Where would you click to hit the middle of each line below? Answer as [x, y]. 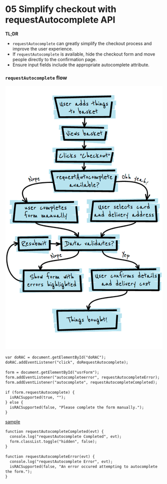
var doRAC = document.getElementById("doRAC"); [56, 357]
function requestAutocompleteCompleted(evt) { [54, 432]
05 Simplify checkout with [61, 9]
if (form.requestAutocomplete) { [40, 393]
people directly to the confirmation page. [54, 59]
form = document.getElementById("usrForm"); [52, 373]
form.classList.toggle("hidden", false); [53, 442]
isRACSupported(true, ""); [38, 398]
